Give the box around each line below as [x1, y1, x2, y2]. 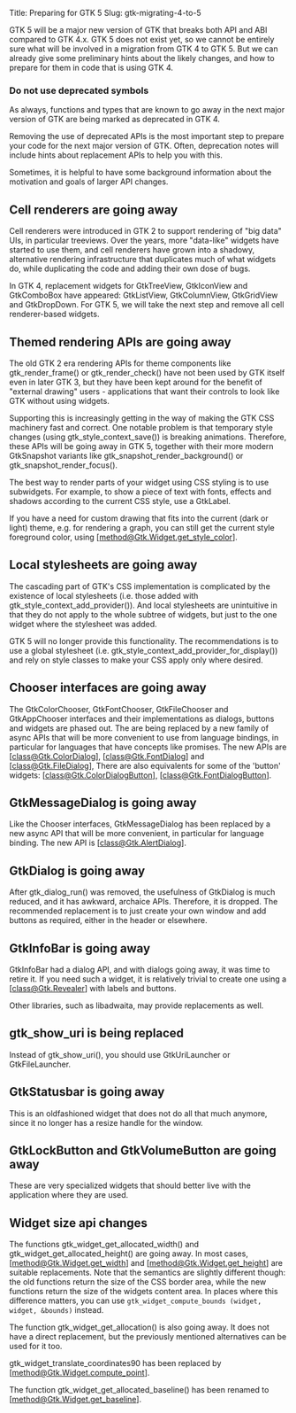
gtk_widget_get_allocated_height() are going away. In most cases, [9, 1248, 249, 1259]
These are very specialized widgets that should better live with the [9, 1180, 252, 1191]
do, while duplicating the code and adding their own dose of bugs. [9, 263, 251, 274]
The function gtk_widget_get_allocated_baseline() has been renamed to [9, 1385, 269, 1395]
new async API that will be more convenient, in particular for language [9, 828, 265, 839]
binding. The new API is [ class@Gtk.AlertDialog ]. [9, 837, 187, 849]
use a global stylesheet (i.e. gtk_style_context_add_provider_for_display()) [9, 645, 278, 656]
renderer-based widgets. [9, 309, 100, 320]
